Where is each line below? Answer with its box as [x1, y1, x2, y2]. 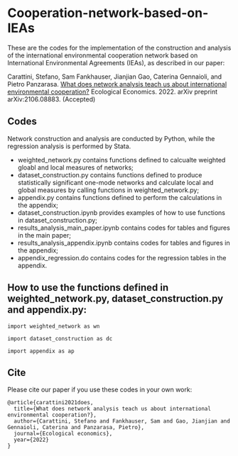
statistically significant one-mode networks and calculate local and [17, 178, 214, 187]
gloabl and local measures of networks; [17, 163, 134, 172]
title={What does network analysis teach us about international [13, 406, 212, 413]
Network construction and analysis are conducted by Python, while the [7, 134, 215, 143]
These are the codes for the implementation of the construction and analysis [7, 43, 232, 52]
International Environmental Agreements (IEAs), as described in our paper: [7, 58, 225, 67]
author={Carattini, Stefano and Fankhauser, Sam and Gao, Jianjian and [13, 418, 231, 425]
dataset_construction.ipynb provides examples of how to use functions [17, 208, 226, 217]
